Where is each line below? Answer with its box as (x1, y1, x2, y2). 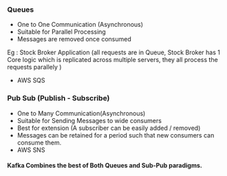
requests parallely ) (7, 63, 62, 71)
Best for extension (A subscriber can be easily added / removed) (17, 124, 201, 132)
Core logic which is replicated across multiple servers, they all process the (7, 56, 218, 64)
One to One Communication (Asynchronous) (17, 21, 143, 29)
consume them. (17, 138, 62, 146)
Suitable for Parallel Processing (17, 27, 107, 36)
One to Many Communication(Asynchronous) (17, 109, 146, 118)
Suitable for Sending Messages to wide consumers (17, 116, 162, 124)
